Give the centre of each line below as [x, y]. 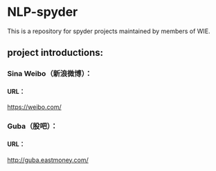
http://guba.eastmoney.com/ [48, 160]
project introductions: [55, 53]
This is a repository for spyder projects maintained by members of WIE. [109, 31]
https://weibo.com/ [34, 107]
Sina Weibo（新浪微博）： [49, 74]
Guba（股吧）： [33, 126]
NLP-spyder [43, 12]
